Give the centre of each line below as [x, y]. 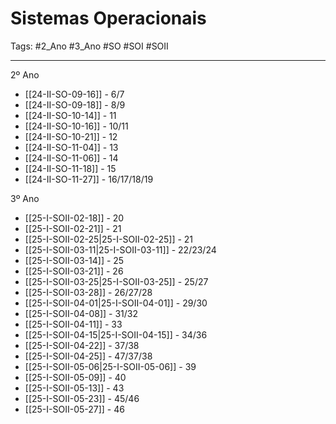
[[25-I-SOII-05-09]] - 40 [75, 377]
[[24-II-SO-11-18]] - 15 [70, 168]
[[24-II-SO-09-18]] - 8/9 [75, 104]
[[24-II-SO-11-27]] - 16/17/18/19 [89, 179]
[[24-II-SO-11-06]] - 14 [71, 158]
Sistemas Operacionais [108, 18]
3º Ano [25, 198]
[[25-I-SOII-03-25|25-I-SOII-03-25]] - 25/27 [116, 281]
